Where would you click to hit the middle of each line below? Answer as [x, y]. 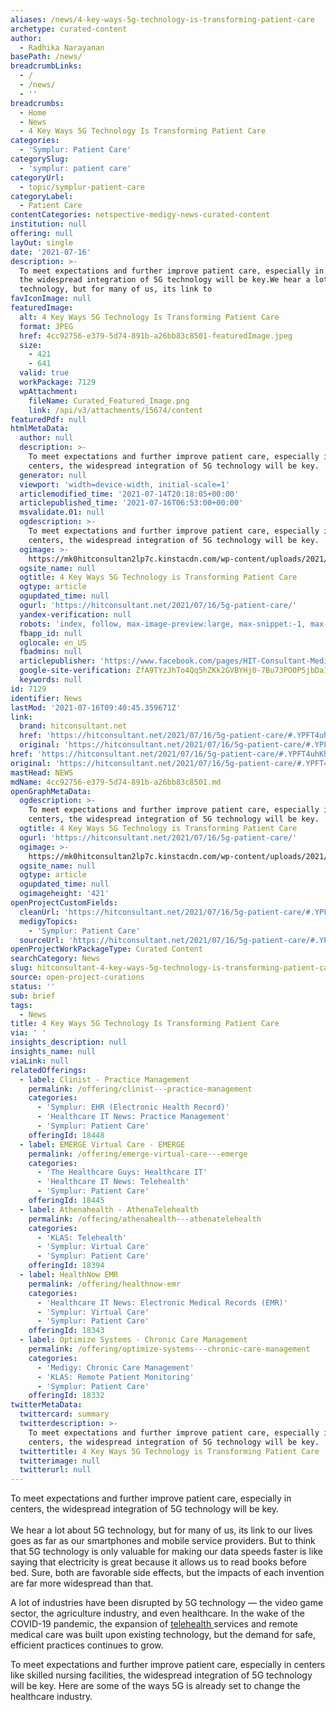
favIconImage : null [51, 299]
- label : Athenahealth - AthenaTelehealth [109, 1209]
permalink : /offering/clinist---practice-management [140, 1089]
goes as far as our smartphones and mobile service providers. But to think [163, 1541]
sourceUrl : [42, 940]
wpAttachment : [48, 391]
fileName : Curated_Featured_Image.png [109, 401]
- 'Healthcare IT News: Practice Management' [133, 1117]
